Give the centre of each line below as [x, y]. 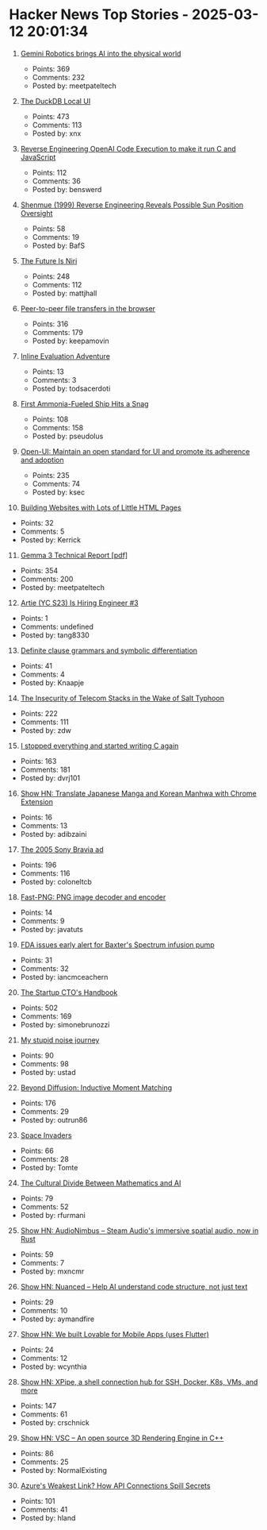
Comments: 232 [59, 77]
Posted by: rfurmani [53, 1215]
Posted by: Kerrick [51, 540]
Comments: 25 [45, 1462]
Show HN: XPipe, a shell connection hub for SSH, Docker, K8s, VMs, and [139, 1382]
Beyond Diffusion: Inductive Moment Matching [96, 1087]
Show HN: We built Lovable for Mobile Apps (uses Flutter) [114, 1334]
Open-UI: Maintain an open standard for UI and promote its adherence [135, 451]
